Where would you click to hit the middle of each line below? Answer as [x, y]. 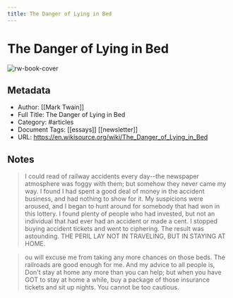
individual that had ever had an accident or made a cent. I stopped [121, 221]
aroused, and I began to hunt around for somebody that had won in [122, 206]
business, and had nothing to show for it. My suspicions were [114, 199]
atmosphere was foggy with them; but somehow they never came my [125, 184]
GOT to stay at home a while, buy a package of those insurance [117, 280]
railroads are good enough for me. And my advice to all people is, [120, 265]
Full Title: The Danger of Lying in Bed [71, 115]
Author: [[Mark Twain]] [51, 107]
